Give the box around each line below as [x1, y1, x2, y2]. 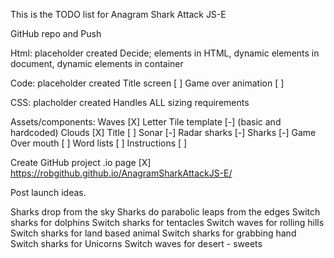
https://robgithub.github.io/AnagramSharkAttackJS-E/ [10, 167, 233, 179]
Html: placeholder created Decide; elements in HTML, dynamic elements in [10, 47, 320, 59]
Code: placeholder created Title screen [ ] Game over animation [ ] [10, 77, 285, 89]
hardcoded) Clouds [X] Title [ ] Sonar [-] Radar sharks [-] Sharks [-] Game [10, 127, 317, 138]
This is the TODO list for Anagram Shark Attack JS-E [10, 9, 227, 20]
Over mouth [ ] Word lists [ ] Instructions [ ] [10, 137, 188, 149]
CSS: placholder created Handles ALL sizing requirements [10, 97, 250, 108]
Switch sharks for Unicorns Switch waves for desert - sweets [10, 238, 263, 249]
